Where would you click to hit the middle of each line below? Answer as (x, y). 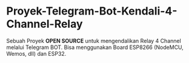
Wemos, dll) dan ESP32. (36, 53)
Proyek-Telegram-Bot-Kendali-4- (92, 11)
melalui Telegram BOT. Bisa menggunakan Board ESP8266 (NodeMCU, (95, 47)
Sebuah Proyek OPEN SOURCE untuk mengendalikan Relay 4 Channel (94, 41)
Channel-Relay (45, 24)
